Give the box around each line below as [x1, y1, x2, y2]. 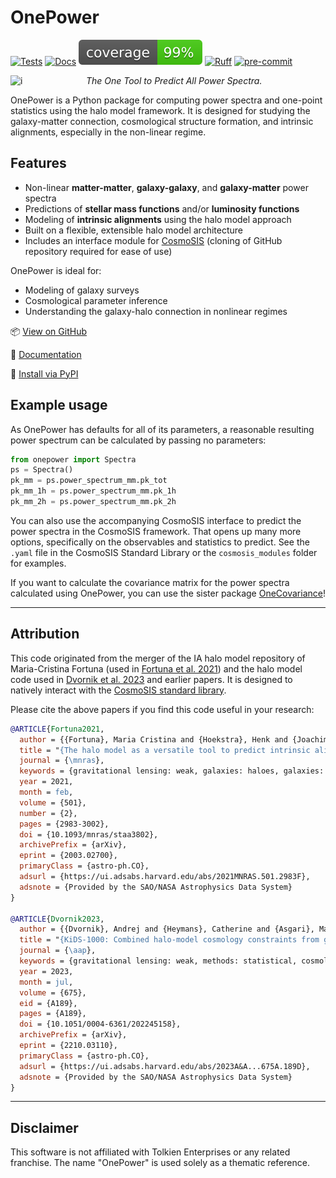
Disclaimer [10, 1119, 79, 1136]
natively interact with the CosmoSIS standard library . [10, 684, 227, 696]
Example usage [10, 397, 108, 414]
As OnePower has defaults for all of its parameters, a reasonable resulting [10, 423, 315, 435]
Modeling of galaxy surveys [24, 284, 140, 296]
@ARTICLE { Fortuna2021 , [10, 724, 105, 734]
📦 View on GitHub [10, 325, 87, 337]
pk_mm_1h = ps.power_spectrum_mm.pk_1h [10, 486, 177, 496]
